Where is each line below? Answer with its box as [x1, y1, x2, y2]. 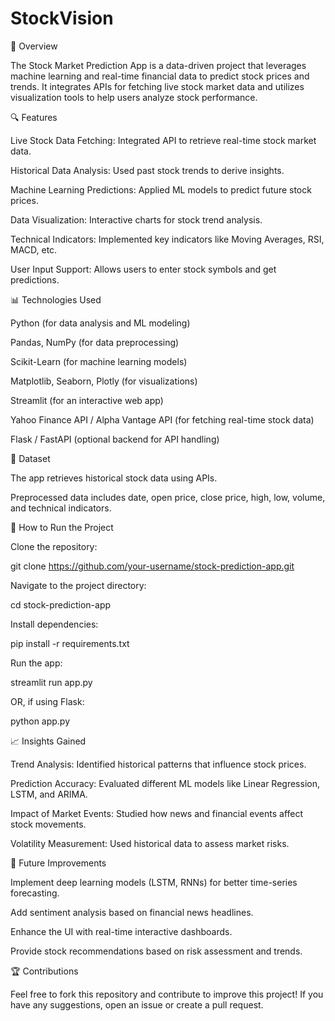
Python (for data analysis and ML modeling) [10, 317, 191, 329]
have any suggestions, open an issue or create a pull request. [10, 998, 264, 1011]
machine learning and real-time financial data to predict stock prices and [10, 70, 310, 82]
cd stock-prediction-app [10, 598, 112, 611]
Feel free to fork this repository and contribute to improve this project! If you [10, 988, 324, 1000]
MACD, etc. [10, 243, 58, 256]
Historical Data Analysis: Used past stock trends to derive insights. [10, 164, 285, 176]
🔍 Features [10, 111, 58, 123]
